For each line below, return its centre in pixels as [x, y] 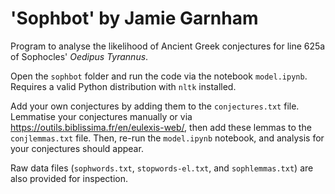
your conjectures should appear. [77, 148]
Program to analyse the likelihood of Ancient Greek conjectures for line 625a [168, 46]
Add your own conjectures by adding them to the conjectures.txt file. [155, 106]
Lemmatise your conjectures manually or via [101, 116]
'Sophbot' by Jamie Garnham [134, 18]
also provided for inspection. [69, 178]
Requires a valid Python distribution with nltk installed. [123, 86]
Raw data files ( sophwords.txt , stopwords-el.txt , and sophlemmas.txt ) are [162, 168]
